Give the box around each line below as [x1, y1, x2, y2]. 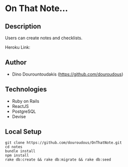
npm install [5, 153, 29, 158]
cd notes [5, 145, 23, 150]
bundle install [5, 149, 36, 154]
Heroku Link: [5, 45, 30, 50]
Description [5, 22, 41, 30]
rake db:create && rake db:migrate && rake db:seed [5, 157, 111, 162]
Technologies [5, 85, 47, 93]
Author [5, 59, 27, 67]
